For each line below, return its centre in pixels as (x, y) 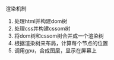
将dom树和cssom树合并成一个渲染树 (59, 36)
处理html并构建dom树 (41, 21)
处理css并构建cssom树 (42, 29)
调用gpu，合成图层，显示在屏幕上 (56, 51)
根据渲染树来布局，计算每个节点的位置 (61, 43)
